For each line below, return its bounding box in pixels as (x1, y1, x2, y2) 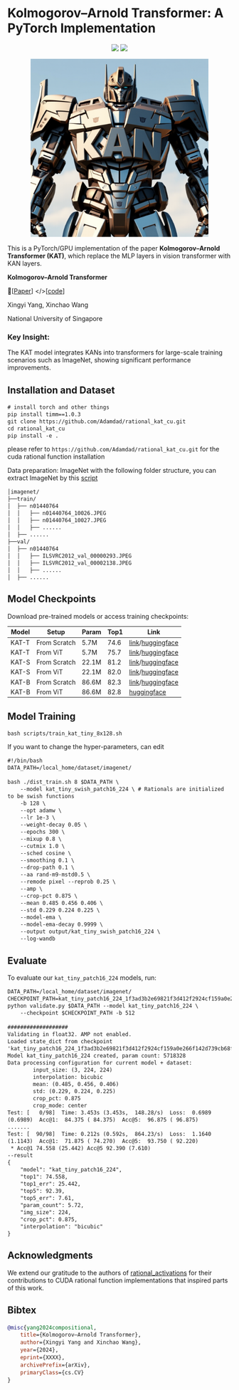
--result (7, 1151, 33, 1159)
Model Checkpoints (7, 593, 96, 605)
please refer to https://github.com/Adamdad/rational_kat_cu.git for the (7, 445, 220, 454)
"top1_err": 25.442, (20, 1180, 81, 1187)
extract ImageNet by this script (7, 474, 98, 482)
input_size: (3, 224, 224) (33, 1066, 113, 1073)
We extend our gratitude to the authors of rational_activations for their (7, 1268, 212, 1277)
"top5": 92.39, (20, 1187, 65, 1194)
